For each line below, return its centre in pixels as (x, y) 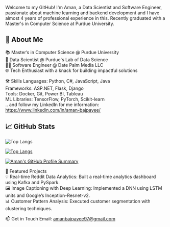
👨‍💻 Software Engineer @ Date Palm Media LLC (54, 65)
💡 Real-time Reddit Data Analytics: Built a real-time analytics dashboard (81, 176)
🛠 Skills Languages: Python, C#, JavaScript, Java (58, 81)
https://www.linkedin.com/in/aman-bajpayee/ (53, 110)
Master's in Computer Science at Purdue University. (60, 23)
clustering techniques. (29, 208)
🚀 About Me (24, 40)
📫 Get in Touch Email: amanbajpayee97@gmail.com (60, 218)
